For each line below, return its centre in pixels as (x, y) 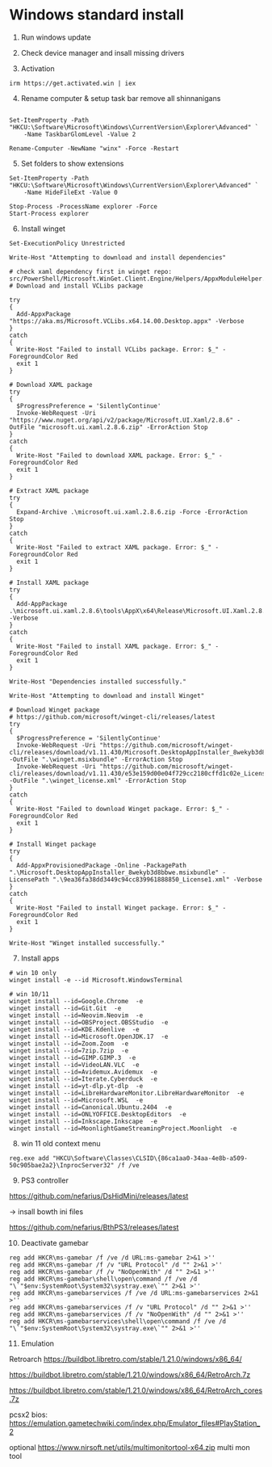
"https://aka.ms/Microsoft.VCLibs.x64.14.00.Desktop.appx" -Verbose (127, 321)
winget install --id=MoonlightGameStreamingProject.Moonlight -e (123, 1129)
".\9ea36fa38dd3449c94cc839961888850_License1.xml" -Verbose (157, 879)
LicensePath (29, 879)
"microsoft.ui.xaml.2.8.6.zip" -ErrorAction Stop (123, 427)
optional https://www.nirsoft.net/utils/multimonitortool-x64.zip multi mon (130, 1447)
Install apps (40, 958)
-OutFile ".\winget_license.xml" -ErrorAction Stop (98, 780)
